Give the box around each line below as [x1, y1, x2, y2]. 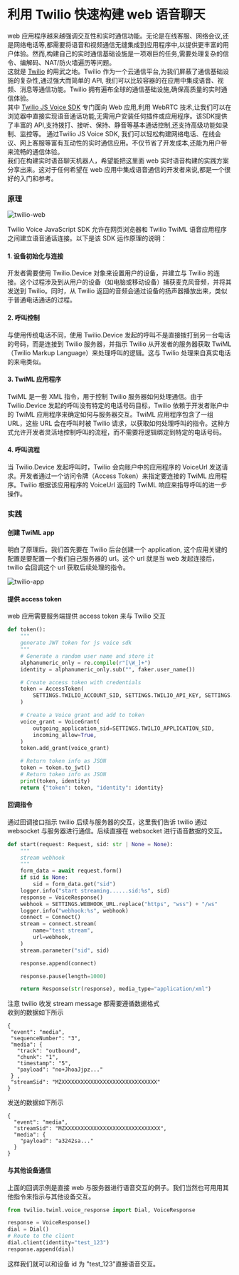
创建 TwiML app [7, 528, 55, 537]
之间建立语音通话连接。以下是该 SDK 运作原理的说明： [7, 234, 167, 243]
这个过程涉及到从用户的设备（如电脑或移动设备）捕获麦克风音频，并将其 [19, 278, 232, 286]
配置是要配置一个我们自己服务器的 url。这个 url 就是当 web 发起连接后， [7, 554, 218, 563]
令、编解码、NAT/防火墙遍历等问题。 [7, 58, 116, 66]
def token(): [7, 626, 46, 634]
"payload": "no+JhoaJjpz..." [16, 1066, 103, 1074]
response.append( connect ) [20, 960, 97, 967]
